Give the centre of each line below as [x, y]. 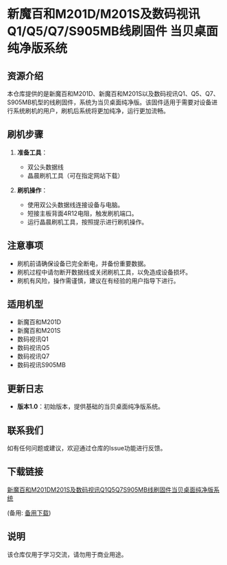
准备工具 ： [32, 152]
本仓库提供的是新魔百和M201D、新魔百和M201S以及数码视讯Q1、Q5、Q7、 [113, 94]
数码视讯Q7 [33, 356]
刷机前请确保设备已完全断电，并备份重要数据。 [83, 263]
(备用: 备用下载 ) [29, 513]
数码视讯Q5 [33, 348]
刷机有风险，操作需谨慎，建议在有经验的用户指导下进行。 [98, 280]
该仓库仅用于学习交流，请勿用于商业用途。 [67, 554]
